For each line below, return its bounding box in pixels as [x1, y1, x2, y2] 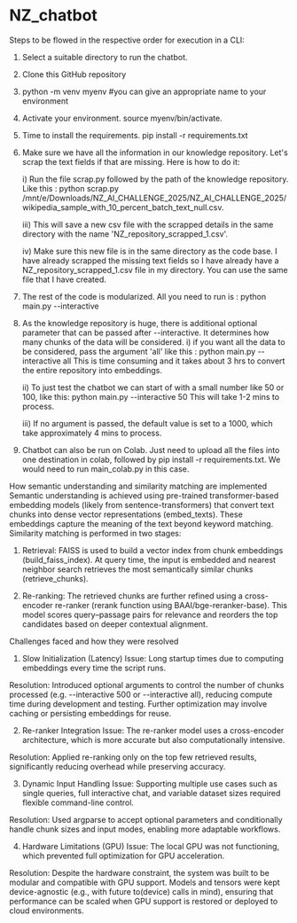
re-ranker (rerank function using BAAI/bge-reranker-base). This [54, 599, 288, 610]
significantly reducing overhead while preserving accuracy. [9, 761, 226, 771]
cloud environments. [9, 905, 84, 916]
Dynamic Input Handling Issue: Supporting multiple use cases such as [21, 778, 277, 789]
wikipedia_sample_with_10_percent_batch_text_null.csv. [21, 201, 224, 213]
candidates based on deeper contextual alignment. [21, 618, 208, 630]
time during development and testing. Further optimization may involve [9, 698, 268, 709]
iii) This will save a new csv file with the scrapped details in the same [21, 219, 274, 230]
